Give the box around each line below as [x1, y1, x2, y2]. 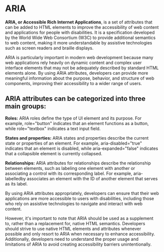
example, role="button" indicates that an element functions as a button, [5, 120, 149, 126]
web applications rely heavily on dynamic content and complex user [5, 60, 142, 65]
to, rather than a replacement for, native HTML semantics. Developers [5, 220, 145, 226]
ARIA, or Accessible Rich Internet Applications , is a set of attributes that [5, 19, 153, 25]
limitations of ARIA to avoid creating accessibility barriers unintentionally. [5, 241, 152, 247]
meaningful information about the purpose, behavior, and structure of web [5, 75, 155, 81]
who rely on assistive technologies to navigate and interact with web [5, 201, 143, 207]
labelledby [5, 175, 26, 181]
